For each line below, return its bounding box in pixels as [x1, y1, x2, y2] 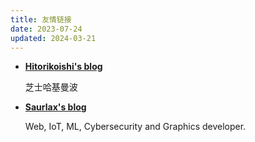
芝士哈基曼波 [24, 81, 78, 93]
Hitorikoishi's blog [24, 61, 103, 73]
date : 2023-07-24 [10, 24, 83, 34]
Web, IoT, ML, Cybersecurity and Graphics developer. [24, 121, 247, 133]
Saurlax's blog [24, 101, 87, 113]
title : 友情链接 [10, 14, 72, 25]
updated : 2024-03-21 [10, 33, 97, 43]
